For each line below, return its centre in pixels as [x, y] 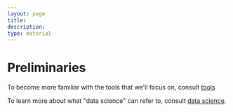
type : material [29, 33]
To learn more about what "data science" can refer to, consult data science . [117, 101]
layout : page [26, 14]
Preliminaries [47, 68]
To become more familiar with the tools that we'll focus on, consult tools [111, 87]
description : [26, 27]
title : [17, 20]
